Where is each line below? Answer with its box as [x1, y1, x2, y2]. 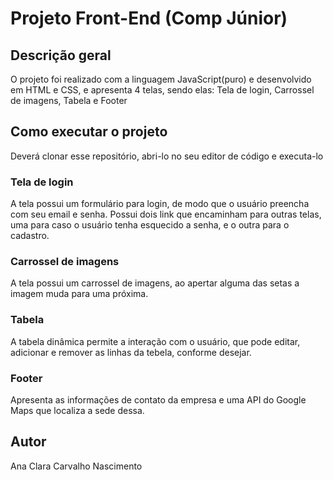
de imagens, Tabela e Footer [10, 95, 128, 106]
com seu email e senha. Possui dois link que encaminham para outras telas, [10, 208, 322, 221]
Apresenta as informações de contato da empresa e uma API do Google [10, 394, 307, 406]
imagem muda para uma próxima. [10, 288, 149, 300]
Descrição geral [10, 47, 112, 64]
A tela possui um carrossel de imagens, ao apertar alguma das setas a [10, 277, 300, 289]
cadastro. [10, 230, 50, 242]
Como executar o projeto [10, 123, 168, 141]
